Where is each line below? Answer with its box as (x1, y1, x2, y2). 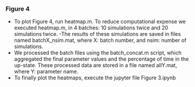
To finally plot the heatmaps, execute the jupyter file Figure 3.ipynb (14, 74, 176, 81)
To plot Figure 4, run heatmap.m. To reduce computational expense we (14, 18, 186, 25)
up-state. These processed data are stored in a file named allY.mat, (14, 62, 177, 69)
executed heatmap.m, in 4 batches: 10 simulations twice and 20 (14, 24, 169, 31)
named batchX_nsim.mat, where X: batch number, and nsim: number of (14, 37, 187, 44)
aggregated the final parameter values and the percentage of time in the (14, 55, 189, 63)
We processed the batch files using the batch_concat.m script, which (14, 49, 181, 56)
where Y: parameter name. (14, 68, 79, 75)
